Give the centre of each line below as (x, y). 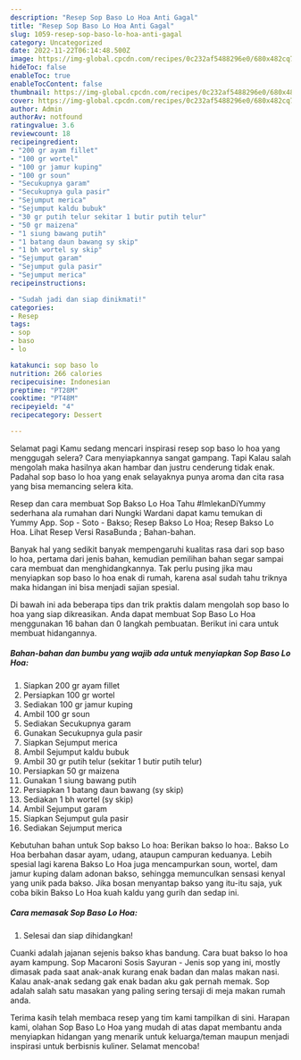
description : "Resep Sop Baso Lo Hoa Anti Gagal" (105, 17)
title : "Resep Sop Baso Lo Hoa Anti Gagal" (92, 26)
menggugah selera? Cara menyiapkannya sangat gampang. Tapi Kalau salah (150, 457)
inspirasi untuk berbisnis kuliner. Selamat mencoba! (105, 1046)
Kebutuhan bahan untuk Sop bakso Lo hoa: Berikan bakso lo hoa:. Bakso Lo (150, 845)
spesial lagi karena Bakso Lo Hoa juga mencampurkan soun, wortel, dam (144, 864)
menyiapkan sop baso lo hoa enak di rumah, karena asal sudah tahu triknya (149, 578)
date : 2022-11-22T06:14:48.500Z (70, 51)
